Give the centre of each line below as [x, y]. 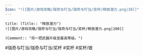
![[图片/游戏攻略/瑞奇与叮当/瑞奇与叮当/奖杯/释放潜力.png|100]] [64, 29]
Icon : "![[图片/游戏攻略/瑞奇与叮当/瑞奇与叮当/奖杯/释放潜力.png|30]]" [72, 9]
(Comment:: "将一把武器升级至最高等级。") [44, 38]
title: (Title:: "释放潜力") [33, 24]
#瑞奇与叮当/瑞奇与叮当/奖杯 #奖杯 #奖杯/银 [49, 48]
